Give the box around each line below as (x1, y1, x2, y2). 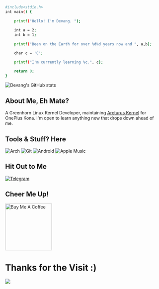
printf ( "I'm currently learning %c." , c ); (14, 60, 103, 65)
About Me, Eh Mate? (5, 96, 70, 105)
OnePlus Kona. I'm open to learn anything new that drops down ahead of (5, 115, 154, 121)
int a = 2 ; (14, 28, 37, 33)
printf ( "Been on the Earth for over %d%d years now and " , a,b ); (14, 42, 153, 47)
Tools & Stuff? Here (5, 135, 66, 143)
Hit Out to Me (5, 162, 47, 171)
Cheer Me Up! (5, 190, 49, 198)
